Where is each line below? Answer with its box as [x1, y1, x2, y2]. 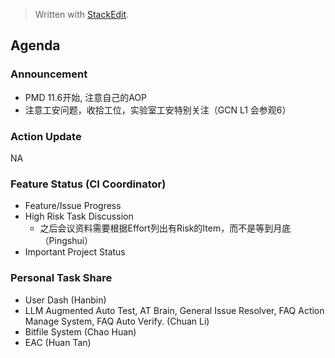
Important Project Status [24, 246, 126, 258]
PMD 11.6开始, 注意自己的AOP [24, 91, 147, 103]
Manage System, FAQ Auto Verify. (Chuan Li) [24, 315, 210, 327]
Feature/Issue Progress [24, 200, 122, 212]
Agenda [10, 37, 61, 54]
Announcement [10, 67, 88, 81]
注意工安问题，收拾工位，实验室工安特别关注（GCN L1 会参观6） [24, 104, 292, 116]
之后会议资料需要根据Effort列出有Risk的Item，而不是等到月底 [39, 222, 292, 234]
